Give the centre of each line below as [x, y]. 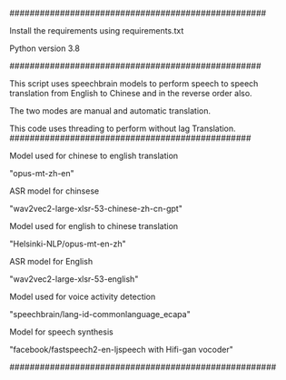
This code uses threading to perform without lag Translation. [123, 128]
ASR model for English [51, 261]
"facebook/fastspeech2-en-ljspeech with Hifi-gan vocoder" [121, 350]
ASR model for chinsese [54, 191]
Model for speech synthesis [61, 332]
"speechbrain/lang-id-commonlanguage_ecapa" [100, 314]
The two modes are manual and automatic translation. [110, 111]
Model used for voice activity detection [83, 296]
